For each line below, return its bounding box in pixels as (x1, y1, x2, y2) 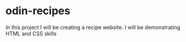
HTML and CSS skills (5, 30, 57, 37)
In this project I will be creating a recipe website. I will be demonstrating (5, 24, 181, 31)
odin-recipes (5, 4, 70, 18)
